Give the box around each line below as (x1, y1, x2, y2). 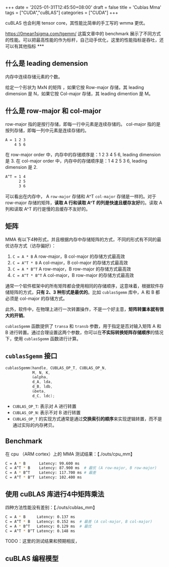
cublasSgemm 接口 (5, 352, 58, 360)
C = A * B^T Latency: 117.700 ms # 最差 (5, 470, 97, 476)
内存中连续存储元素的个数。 (5, 73, 63, 79)
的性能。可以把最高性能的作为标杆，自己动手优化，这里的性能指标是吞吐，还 (5, 37, 164, 43)
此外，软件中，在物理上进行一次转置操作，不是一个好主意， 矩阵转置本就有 (5, 306, 159, 312)
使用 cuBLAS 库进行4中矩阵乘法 (5, 490, 105, 499)
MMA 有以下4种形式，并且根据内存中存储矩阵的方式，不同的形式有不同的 (5, 236, 157, 242)
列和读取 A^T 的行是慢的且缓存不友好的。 (5, 206, 91, 212)
